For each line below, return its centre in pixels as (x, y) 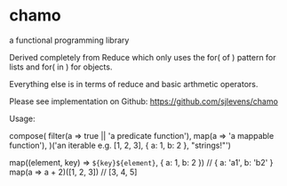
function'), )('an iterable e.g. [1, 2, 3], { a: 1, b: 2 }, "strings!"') (120, 145)
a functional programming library (69, 40)
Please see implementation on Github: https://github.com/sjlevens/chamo (143, 101)
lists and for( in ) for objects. (61, 67)
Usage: (22, 118)
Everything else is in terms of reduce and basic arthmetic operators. (134, 84)
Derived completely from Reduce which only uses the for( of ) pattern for (143, 57)
